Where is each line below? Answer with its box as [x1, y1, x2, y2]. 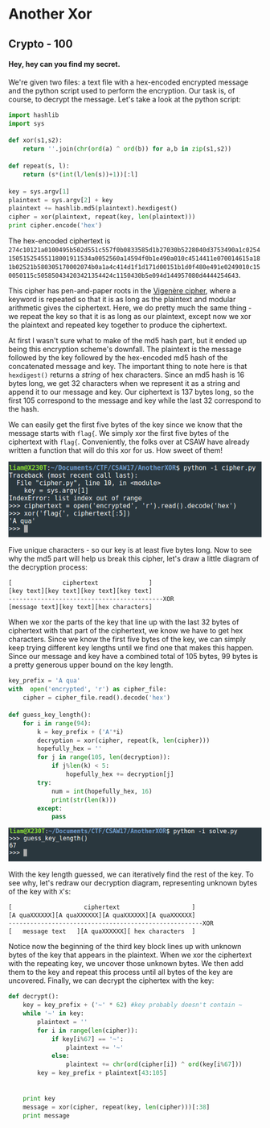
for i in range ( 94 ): [22, 719, 92, 728]
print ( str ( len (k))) [51, 795, 117, 804]
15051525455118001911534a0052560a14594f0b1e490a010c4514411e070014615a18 [8, 255, 261, 263]
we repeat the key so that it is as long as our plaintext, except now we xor [8, 312, 252, 321]
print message [22, 1111, 70, 1120]
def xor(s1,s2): [8, 136, 63, 145]
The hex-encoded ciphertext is [8, 236, 111, 246]
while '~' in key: [22, 1010, 84, 1018]
